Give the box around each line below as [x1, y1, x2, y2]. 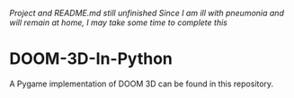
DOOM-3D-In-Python [9, 49, 174, 69]
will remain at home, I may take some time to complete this [9, 17, 227, 28]
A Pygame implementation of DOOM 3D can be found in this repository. [9, 78, 274, 89]
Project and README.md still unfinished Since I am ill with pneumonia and [9, 8, 285, 18]
